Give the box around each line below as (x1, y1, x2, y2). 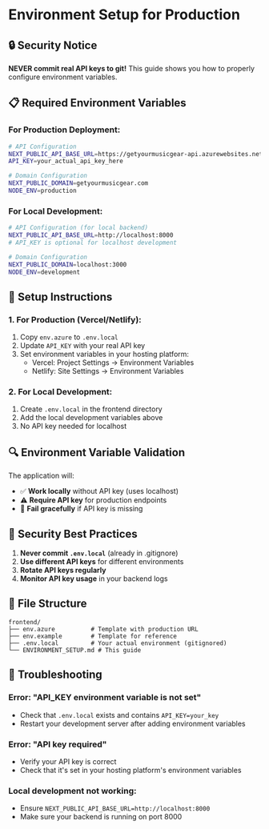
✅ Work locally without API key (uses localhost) (19, 487, 179, 496)
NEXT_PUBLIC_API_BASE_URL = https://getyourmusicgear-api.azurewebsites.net (8, 150, 263, 158)
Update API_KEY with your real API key (19, 341, 146, 350)
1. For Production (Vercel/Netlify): (8, 314, 142, 325)
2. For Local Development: (8, 386, 113, 398)
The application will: (8, 471, 74, 481)
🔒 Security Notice (8, 38, 98, 52)
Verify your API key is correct (19, 756, 117, 766)
